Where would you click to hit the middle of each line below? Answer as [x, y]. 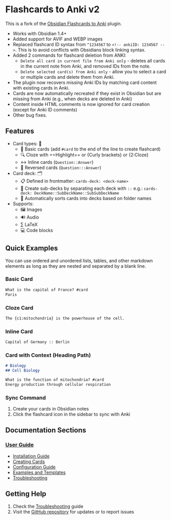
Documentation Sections [46, 430]
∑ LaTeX [29, 224]
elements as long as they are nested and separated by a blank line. [76, 266]
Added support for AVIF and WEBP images [58, 39]
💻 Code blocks [37, 230]
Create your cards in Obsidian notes [51, 409]
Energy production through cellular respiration [58, 384]
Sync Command [26, 398]
